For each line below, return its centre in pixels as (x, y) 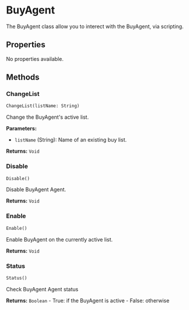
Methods (23, 77)
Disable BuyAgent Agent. (36, 190)
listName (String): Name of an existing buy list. (71, 140)
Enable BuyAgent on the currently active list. (59, 239)
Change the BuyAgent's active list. (47, 117)
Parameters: (21, 129)
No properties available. (35, 58)
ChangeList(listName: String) (43, 106)
